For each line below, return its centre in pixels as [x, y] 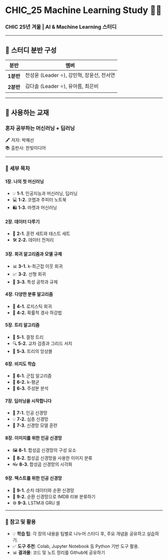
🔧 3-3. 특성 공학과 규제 [35, 282]
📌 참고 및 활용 [20, 522]
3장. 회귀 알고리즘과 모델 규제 [34, 254]
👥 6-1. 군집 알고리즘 [32, 376]
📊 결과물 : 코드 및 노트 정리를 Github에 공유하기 [59, 552]
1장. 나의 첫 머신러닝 [24, 181]
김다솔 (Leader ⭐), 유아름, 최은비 [62, 86]
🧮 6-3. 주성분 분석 [30, 388]
